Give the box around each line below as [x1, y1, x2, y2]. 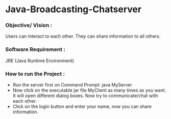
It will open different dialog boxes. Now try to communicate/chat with [12, 93, 158, 99]
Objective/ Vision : [5, 22, 53, 29]
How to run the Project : [5, 70, 65, 77]
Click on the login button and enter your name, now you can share [12, 103, 152, 110]
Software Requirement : [5, 46, 65, 53]
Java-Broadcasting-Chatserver [5, 4, 142, 15]
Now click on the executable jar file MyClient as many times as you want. [12, 87, 166, 94]
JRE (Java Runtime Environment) [5, 57, 75, 64]
